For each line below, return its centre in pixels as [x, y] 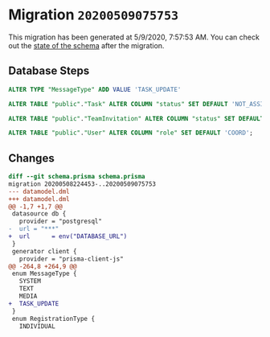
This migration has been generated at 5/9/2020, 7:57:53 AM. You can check [134, 37]
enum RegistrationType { [53, 319]
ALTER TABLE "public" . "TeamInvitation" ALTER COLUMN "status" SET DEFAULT [136, 118]
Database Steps [49, 71]
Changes [31, 158]
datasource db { [39, 214]
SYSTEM [30, 282]
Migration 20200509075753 [94, 15]
